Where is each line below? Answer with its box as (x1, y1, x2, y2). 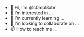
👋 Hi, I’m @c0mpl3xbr (10, 5, 56, 10)
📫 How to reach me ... (10, 26, 58, 32)
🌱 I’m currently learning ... (10, 15, 65, 21)
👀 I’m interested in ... (10, 10, 53, 16)
